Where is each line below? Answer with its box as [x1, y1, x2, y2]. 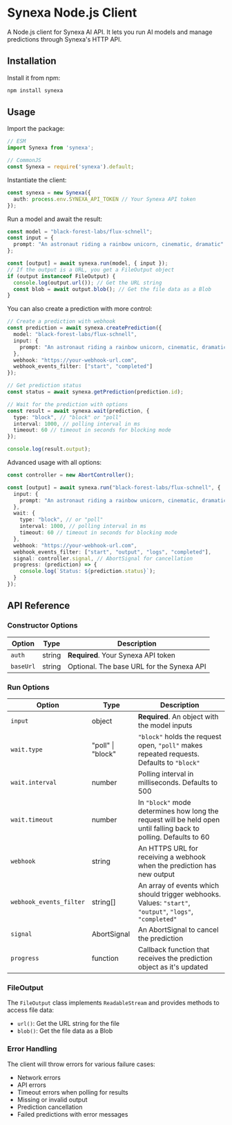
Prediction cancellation [17, 1103, 83, 1111]
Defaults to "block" [137, 757, 200, 767]
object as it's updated [137, 962, 209, 971]
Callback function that [137, 944, 210, 954]
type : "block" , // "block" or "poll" [13, 414, 122, 420]
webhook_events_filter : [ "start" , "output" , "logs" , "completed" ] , [13, 549, 212, 556]
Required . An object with [137, 711, 219, 721]
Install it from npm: [7, 73, 61, 82]
